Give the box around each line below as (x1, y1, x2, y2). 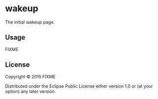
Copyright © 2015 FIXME (5, 74, 56, 79)
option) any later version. (5, 88, 56, 94)
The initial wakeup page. (5, 19, 55, 25)
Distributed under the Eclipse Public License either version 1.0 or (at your (5, 83, 153, 89)
